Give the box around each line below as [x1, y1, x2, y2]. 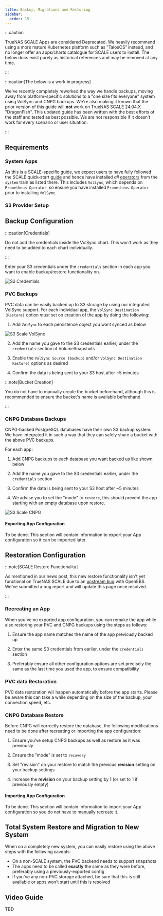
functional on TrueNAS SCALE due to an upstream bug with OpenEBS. [5, 579, 146, 584]
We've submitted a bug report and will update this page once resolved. [5, 584, 147, 590]
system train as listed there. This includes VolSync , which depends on [5, 179, 143, 185]
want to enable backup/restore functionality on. [5, 268, 101, 274]
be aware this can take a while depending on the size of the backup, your [5, 694, 152, 700]
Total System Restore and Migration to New [5, 823, 140, 831]
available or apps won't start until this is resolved [12, 879, 110, 885]
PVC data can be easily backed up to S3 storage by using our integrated [5, 302, 150, 308]
